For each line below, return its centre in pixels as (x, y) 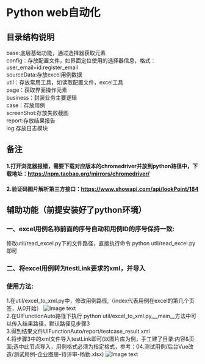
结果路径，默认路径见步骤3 (56, 324)
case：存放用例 (26, 105)
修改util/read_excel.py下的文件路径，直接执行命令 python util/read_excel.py (101, 243)
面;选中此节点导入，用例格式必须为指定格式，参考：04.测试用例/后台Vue (97, 347)
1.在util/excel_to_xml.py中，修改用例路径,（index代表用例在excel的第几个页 (100, 301)
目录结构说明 (31, 37)
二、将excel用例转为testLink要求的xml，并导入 (76, 269)
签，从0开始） (24, 308)
